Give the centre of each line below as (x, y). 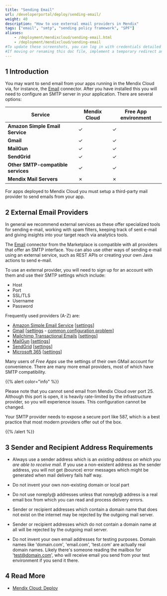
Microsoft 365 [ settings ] (37, 352)
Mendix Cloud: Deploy (35, 588)
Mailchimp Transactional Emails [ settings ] (55, 336)
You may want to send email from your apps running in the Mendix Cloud (80, 84)
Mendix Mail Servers (33, 179)
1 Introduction (27, 71)
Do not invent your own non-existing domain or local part (71, 485)
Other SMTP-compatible (38, 165)
